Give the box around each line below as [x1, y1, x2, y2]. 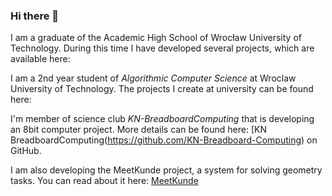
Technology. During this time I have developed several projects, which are [10, 42, 315, 54]
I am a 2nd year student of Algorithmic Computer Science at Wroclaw [10, 72, 297, 84]
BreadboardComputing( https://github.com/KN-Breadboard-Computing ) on [10, 134, 318, 146]
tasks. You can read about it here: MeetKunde [10, 175, 199, 187]
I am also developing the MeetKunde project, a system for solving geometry [10, 164, 323, 176]
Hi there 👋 [10, 9, 60, 23]
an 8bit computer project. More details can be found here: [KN [10, 124, 267, 136]
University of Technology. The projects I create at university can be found [10, 83, 314, 95]
